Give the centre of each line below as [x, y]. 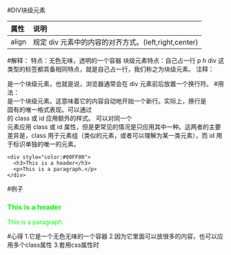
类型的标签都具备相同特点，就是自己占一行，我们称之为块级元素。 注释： [111, 69]
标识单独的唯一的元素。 [46, 144]
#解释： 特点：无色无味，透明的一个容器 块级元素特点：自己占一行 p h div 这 [116, 60]
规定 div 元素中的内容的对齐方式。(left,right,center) [116, 42]
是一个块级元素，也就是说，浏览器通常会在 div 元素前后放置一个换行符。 [110, 84]
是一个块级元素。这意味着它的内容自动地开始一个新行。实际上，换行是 [107, 101]
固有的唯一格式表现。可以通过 [49, 110]
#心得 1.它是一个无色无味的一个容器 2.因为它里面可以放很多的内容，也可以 [112, 236]
